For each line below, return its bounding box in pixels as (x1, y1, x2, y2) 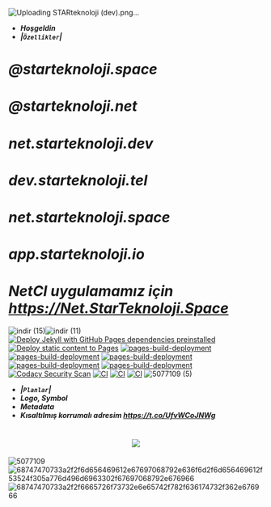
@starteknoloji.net (8, 97, 138, 116)
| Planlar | (19, 385, 52, 395)
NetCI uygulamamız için (8, 282, 174, 301)
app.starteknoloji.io (8, 245, 146, 264)
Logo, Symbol (19, 393, 68, 403)
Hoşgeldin (19, 23, 56, 32)
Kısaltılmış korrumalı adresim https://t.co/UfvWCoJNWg (19, 411, 216, 420)
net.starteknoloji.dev (8, 134, 154, 153)
